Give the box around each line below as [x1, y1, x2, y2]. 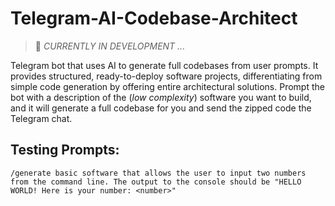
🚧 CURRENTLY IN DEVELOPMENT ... [34, 40, 186, 52]
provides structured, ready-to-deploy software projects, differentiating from [10, 70, 323, 82]
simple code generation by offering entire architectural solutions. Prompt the [10, 80, 325, 92]
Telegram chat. [10, 112, 73, 124]
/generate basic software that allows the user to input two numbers [10, 168, 307, 178]
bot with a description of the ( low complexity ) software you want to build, [10, 91, 312, 103]
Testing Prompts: [10, 142, 120, 159]
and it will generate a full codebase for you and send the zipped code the [10, 102, 312, 114]
